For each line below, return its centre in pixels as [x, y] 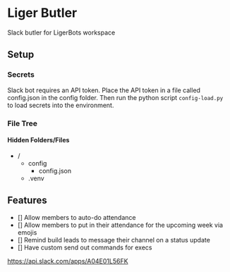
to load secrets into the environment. [61, 105]
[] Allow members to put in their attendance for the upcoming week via [120, 225]
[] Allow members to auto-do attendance [77, 217]
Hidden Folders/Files [38, 140]
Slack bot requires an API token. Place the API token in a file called [104, 90]
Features [27, 200]
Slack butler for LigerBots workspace [61, 32]
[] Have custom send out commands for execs [85, 247]
